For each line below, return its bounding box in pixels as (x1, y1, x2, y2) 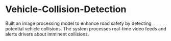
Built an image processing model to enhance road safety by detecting (5, 20, 152, 26)
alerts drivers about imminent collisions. (5, 31, 89, 37)
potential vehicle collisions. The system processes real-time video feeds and (5, 25, 166, 31)
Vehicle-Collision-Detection (5, 4, 127, 15)
